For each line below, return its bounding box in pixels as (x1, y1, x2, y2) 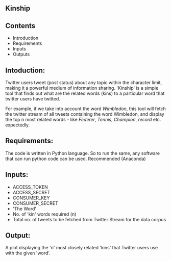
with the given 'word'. (5, 250, 51, 256)
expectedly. (5, 122, 30, 128)
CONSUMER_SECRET (12, 200, 59, 206)
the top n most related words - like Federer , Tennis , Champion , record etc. (5, 117, 161, 123)
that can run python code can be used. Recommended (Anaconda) (5, 155, 146, 162)
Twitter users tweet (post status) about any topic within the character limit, (5, 80, 162, 86)
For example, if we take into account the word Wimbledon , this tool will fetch (5, 106, 166, 112)
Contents (5, 21, 36, 30)
